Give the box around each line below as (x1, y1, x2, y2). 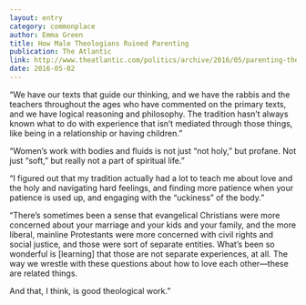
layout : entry (9, 13, 64, 23)
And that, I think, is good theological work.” (9, 285, 171, 296)
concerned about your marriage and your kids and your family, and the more (9, 219, 297, 230)
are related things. (9, 268, 78, 279)
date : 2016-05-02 (9, 65, 76, 74)
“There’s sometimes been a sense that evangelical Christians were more (9, 209, 280, 220)
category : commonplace (9, 22, 96, 31)
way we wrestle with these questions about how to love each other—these (9, 258, 289, 269)
